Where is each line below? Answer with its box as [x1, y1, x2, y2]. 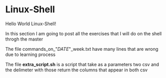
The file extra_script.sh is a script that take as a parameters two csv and [5, 61, 159, 67]
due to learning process [5, 51, 56, 57]
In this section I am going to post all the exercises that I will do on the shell [5, 30, 162, 36]
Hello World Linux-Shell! [5, 21, 56, 27]
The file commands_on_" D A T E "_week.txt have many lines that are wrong [5, 46, 159, 52]
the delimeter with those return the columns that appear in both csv [5, 67, 148, 73]
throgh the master [5, 36, 44, 42]
